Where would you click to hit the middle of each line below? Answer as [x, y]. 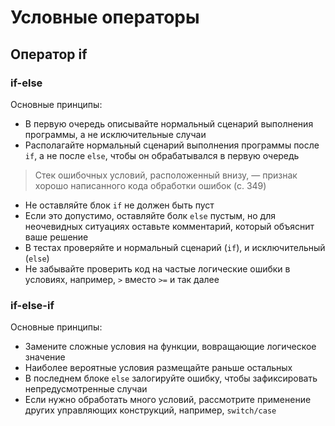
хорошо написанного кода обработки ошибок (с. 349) [150, 185]
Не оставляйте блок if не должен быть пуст [119, 205]
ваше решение [56, 237]
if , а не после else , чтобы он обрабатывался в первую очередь [162, 155]
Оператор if [49, 54]
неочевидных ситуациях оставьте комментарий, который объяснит [169, 226]
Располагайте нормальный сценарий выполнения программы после [172, 145]
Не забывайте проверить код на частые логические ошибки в [157, 268]
